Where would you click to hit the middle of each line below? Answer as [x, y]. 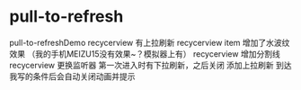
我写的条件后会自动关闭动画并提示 [72, 76]
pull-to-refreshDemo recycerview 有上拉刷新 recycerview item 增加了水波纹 [150, 42]
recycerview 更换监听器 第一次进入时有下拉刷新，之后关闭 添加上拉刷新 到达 [150, 65]
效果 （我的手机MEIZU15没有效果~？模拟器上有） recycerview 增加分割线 [145, 54]
